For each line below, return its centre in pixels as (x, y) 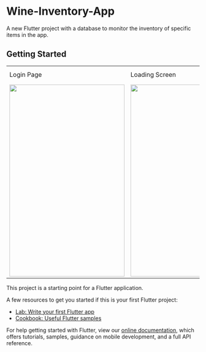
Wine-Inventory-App (61, 11)
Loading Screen (154, 74)
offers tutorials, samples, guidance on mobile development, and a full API (99, 337)
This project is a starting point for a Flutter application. (75, 287)
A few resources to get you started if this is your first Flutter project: (92, 300)
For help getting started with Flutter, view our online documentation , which (101, 330)
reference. (19, 343)
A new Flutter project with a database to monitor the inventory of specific (99, 28)
